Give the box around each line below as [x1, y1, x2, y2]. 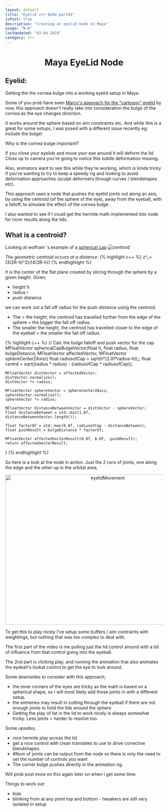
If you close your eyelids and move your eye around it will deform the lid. [5, 150, 155, 156]
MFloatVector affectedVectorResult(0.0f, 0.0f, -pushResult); [5, 436, 137, 441]
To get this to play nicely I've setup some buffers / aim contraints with [5, 629, 149, 635]
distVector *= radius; [5, 379, 52, 384]
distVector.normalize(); [5, 375, 57, 380]
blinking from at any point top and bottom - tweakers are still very [12, 795, 147, 801]
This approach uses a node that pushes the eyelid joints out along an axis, [5, 191, 158, 197]
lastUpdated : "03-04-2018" [5, 31, 61, 36]
